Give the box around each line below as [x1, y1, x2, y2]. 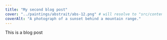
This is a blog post [5, 30, 43, 36]
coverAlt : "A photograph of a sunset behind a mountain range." [5, 16, 141, 21]
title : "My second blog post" [5, 7, 68, 12]
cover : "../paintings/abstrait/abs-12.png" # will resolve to [5, 12, 137, 17]
